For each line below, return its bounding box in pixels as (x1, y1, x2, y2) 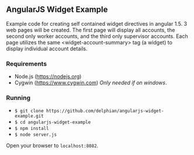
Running (6, 94, 31, 102)
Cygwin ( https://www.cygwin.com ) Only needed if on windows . (14, 79, 167, 87)
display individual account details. (6, 45, 88, 52)
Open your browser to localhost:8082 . (6, 142, 99, 149)
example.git (14, 113, 44, 119)
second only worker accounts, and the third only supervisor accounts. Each (6, 32, 188, 40)
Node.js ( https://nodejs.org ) (14, 73, 82, 80)
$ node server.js (14, 132, 57, 138)
